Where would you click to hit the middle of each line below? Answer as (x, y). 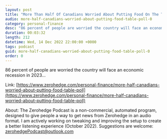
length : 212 (17, 38)
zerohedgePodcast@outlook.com (40, 132)
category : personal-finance (34, 24)
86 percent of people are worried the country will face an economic (75, 70)
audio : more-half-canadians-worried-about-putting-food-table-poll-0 (79, 19)
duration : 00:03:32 (25, 33)
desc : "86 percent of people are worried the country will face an (77, 28)
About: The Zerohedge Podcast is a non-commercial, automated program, (81, 110)
